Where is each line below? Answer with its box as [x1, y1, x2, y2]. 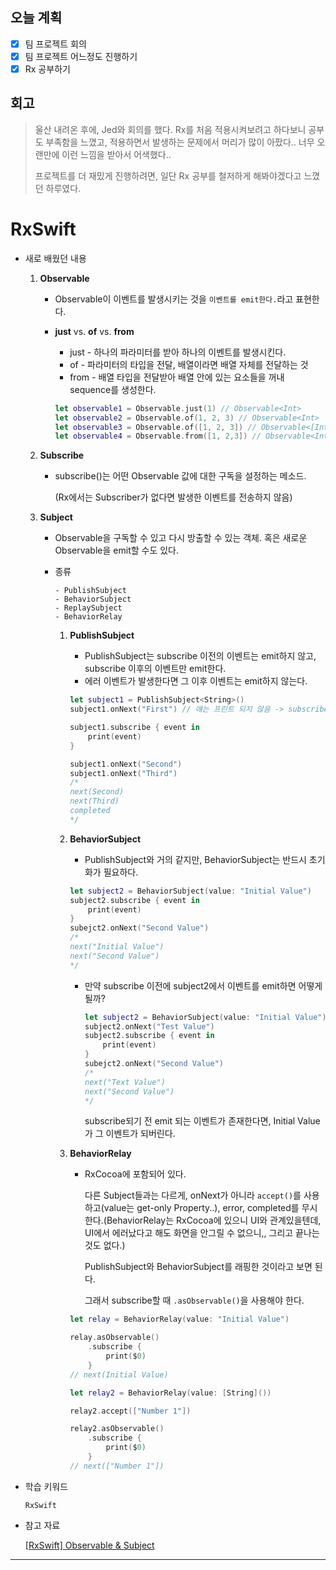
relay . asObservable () [69, 1333, 160, 1343]
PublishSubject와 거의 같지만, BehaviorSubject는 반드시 [84, 853, 307, 865]
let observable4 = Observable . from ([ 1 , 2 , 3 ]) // [54, 431, 262, 442]
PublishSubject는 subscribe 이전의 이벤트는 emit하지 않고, [84, 650, 317, 662]
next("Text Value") [84, 1077, 166, 1087]
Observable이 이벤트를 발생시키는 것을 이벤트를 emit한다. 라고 [54, 293, 294, 305]
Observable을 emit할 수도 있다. [54, 544, 180, 557]
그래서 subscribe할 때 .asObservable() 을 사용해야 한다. [84, 1294, 305, 1307]
